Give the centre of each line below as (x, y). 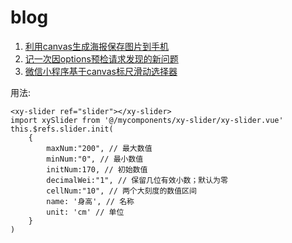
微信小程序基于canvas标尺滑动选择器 (101, 71)
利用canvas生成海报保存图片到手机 (96, 46)
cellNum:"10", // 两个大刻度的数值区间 (121, 191)
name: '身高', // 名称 (90, 201)
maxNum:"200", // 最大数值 (99, 148)
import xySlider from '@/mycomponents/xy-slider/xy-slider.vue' (147, 120)
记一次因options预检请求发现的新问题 (101, 58)
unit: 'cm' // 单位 (85, 212)
